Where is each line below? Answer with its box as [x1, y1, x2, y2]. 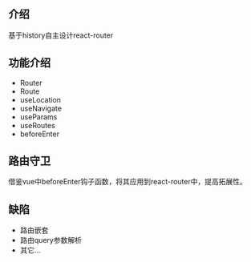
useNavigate [19, 103, 63, 113]
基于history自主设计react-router [8, 30, 114, 40]
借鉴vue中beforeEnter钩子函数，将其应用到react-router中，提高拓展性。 [8, 177, 247, 187]
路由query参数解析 [19, 236, 83, 245]
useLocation [19, 95, 62, 104]
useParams [19, 111, 58, 122]
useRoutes [19, 120, 56, 130]
